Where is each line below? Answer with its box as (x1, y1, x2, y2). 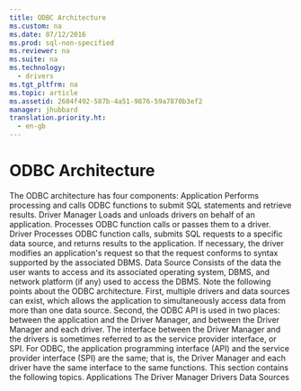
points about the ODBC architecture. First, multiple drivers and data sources (9, 285, 290, 297)
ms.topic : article (9, 88, 78, 97)
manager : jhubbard (9, 105, 78, 114)
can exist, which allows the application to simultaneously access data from (9, 295, 286, 306)
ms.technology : (9, 64, 66, 73)
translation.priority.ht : (9, 113, 106, 122)
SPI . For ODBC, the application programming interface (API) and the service (9, 342, 290, 353)
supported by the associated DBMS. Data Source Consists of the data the (9, 257, 281, 268)
